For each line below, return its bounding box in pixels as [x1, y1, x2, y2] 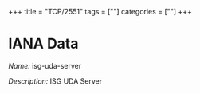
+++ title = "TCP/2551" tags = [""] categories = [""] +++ [8, 7, 193, 16]
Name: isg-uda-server [8, 61, 82, 70]
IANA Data [8, 35, 79, 53]
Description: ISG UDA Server [8, 76, 103, 86]
